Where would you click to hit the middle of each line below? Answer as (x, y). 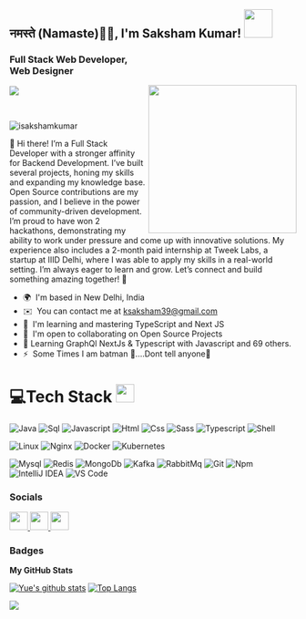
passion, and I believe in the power (75, 201)
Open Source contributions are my (74, 191)
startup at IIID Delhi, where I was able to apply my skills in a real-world (141, 259)
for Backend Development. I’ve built (76, 162)
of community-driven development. (76, 211)
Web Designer (42, 71)
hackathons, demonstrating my (68, 231)
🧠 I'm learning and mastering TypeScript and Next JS (123, 324)
